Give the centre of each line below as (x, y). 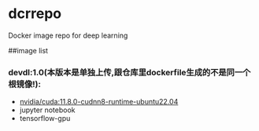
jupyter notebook (47, 110)
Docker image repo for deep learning (68, 35)
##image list (28, 50)
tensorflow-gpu (45, 118)
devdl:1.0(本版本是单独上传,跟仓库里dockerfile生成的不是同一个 (129, 72)
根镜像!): (25, 84)
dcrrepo (35, 14)
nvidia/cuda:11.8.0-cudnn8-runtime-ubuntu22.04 (99, 102)
